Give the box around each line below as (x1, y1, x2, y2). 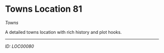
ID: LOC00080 (5, 43, 34, 49)
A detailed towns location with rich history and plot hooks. (5, 29, 122, 35)
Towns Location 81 (5, 3, 82, 15)
